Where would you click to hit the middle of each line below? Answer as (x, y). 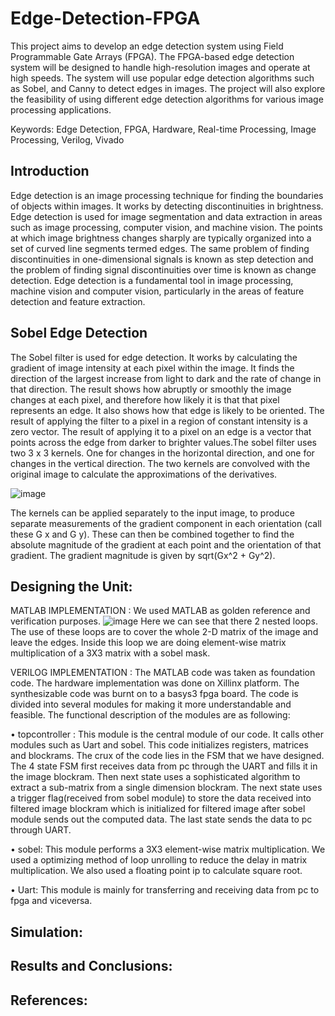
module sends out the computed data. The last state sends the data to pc (161, 819)
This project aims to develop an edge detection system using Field (147, 46)
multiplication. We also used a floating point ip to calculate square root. (156, 871)
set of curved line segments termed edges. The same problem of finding (160, 248)
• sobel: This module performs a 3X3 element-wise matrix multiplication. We (168, 849)
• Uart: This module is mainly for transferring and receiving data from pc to (165, 890)
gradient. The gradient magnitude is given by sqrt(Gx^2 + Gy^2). (143, 555)
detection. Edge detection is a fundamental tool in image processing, (152, 280)
